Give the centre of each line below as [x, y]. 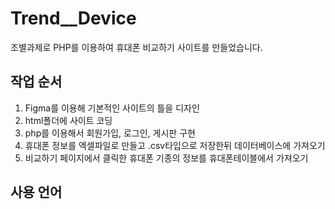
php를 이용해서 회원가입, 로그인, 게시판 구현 [110, 133]
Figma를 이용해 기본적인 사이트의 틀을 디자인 [112, 108]
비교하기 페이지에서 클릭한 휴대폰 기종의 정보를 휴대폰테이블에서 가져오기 [166, 158]
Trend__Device [73, 18]
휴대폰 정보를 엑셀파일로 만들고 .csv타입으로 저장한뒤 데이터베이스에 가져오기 [175, 145]
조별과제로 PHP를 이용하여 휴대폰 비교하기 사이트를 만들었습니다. [136, 47]
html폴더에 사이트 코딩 [68, 120]
